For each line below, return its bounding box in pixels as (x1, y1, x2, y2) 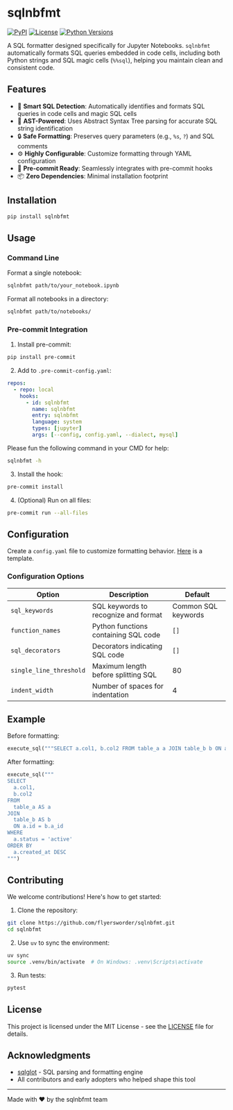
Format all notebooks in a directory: (7, 295, 109, 303)
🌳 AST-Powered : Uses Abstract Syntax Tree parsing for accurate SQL (17, 117, 218, 125)
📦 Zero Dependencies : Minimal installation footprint (17, 171, 169, 180)
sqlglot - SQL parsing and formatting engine (17, 1068, 144, 1077)
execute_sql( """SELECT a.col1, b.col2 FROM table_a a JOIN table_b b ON (7, 745, 222, 752)
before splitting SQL (92, 670, 157, 680)
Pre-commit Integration (7, 324, 88, 334)
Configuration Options (7, 571, 85, 581)
